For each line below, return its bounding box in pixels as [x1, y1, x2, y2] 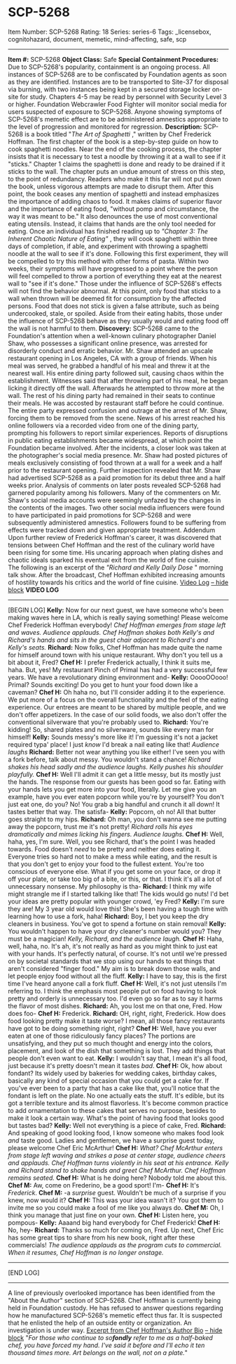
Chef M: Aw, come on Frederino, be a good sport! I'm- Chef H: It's [8, 1180, 200, 1189]
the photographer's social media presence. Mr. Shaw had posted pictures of [8, 451, 228, 459]
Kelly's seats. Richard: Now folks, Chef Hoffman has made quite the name [8, 643, 223, 651]
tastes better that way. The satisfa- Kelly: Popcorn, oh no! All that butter [8, 807, 216, 816]
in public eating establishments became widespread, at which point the [8, 436, 214, 444]
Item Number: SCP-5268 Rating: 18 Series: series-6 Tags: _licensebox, [8, 27, 212, 36]
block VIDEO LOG [8, 585, 59, 594]
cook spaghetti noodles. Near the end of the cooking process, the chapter [8, 145, 222, 153]
